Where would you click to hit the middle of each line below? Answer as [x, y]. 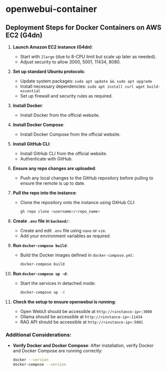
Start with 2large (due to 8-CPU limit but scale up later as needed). [88, 56]
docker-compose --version [39, 364]
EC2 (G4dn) [24, 35]
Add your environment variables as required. [65, 236]
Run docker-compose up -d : [40, 273]
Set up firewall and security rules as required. [66, 96]
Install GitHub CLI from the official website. [64, 154]
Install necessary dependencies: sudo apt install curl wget [83, 86]
